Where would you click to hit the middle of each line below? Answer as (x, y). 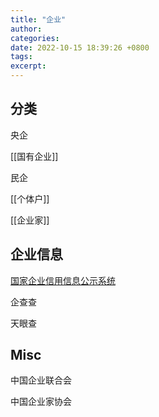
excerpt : (28, 66)
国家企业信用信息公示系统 (63, 280)
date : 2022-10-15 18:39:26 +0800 (80, 47)
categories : (35, 38)
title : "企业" (38, 19)
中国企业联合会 (41, 380)
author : (26, 29)
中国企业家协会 (41, 402)
